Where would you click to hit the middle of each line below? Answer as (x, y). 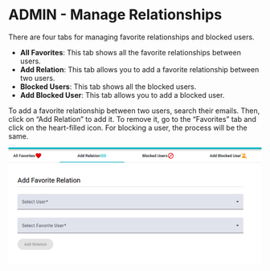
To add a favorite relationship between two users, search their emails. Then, (134, 111)
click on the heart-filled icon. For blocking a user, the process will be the (128, 127)
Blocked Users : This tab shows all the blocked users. (108, 87)
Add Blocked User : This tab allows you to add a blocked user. (122, 95)
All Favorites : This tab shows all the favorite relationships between (130, 52)
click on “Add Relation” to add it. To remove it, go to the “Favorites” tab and (133, 119)
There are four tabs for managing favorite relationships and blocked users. (131, 37)
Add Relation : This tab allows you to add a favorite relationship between (139, 69)
